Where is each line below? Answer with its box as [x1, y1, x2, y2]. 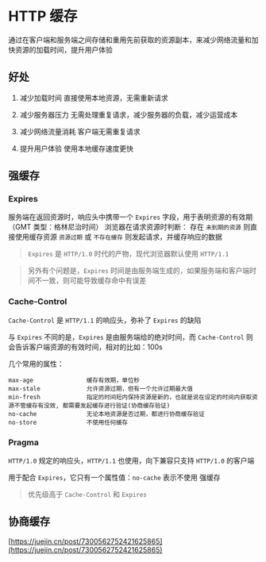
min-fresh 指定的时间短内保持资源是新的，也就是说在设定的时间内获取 [8, 393, 253, 401]
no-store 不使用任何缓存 [8, 418, 129, 426]
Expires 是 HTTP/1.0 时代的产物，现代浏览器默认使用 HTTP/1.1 [27, 249, 229, 259]
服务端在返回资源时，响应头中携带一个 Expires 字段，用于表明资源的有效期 [8, 212, 253, 222]
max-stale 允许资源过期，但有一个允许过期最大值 [8, 384, 193, 393]
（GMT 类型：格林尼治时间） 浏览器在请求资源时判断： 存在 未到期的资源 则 [8, 222, 251, 232]
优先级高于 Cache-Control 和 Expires [27, 490, 147, 499]
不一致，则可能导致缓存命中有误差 [34, 275, 147, 286]
